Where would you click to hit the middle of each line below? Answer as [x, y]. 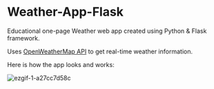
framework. [23, 38]
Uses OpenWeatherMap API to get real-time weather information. [100, 51]
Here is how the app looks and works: [61, 64]
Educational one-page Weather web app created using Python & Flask [107, 31]
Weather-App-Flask [66, 12]
